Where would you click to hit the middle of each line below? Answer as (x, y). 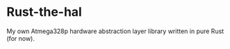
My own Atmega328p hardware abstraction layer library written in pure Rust (115, 31)
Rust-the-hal (44, 12)
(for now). (21, 38)
